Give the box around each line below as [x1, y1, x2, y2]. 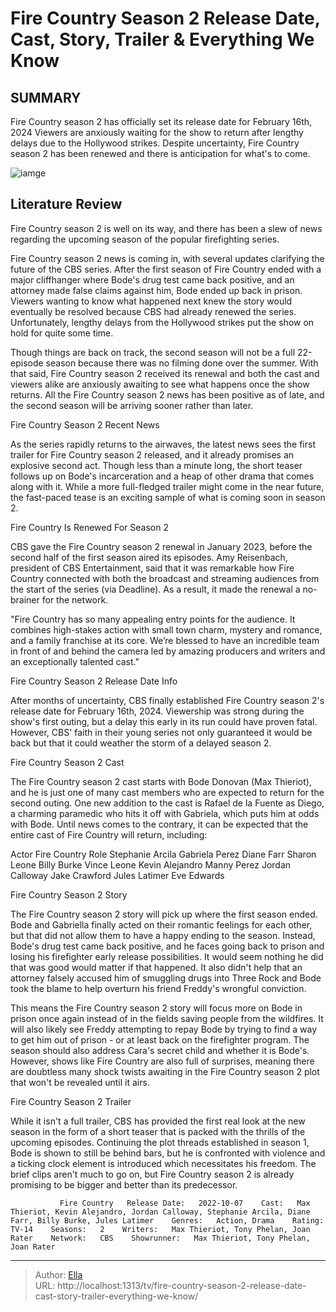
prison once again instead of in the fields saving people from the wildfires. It [10, 1012, 324, 1024]
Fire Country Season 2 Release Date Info [10, 675, 178, 687]
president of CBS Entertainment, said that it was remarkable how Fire [10, 562, 295, 574]
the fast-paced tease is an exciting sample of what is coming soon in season [10, 491, 326, 503]
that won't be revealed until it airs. [10, 1076, 150, 1088]
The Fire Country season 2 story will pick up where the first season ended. [10, 908, 318, 920]
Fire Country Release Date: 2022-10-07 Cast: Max [59, 1198, 311, 1208]
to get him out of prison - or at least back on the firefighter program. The [10, 1033, 310, 1046]
